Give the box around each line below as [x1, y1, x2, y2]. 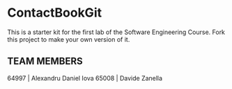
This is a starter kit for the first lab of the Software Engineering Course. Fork [7, 28, 225, 36]
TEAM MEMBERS [7, 56, 84, 67]
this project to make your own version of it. [7, 35, 130, 43]
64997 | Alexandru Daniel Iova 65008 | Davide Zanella [7, 74, 162, 82]
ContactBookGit [7, 5, 102, 21]
